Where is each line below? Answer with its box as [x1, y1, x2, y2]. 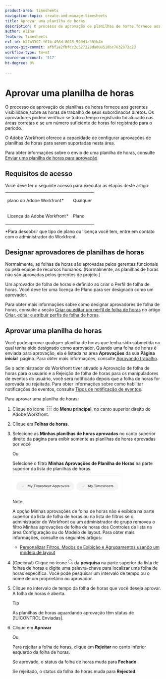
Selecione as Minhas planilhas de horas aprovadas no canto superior [12, 431, 156, 437]
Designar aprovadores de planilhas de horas [5, 248, 145, 256]
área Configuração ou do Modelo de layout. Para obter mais [12, 529, 135, 535]
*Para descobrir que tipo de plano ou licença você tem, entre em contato [5, 228, 155, 234]
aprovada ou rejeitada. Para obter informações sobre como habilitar [5, 381, 144, 387]
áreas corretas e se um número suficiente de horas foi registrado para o [5, 120, 152, 126]
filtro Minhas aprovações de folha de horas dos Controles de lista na [12, 524, 152, 530]
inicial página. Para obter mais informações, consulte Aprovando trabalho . [5, 356, 159, 362]
